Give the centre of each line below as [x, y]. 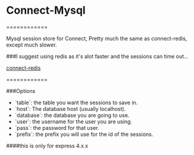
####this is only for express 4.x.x [47, 145]
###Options [21, 91]
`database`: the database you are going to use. [72, 115]
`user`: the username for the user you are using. [73, 121]
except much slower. [32, 45]
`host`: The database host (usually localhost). [70, 108]
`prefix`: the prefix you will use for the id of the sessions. [84, 134]
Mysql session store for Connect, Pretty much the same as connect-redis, [97, 38]
